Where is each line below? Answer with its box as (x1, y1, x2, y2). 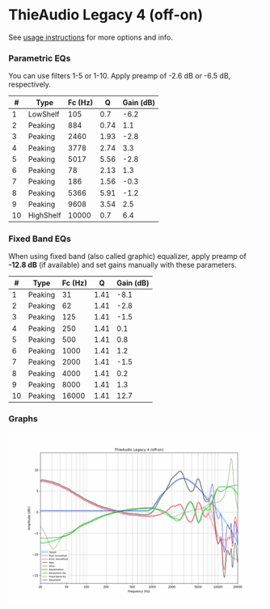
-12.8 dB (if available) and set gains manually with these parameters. (8, 260, 237, 270)
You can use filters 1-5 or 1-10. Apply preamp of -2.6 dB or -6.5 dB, (8, 71, 231, 81)
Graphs (8, 413, 38, 425)
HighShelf (27, 210, 61, 220)
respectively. (8, 79, 51, 90)
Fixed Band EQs (8, 233, 71, 244)
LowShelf (27, 109, 60, 119)
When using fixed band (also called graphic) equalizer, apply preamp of (8, 252, 247, 261)
